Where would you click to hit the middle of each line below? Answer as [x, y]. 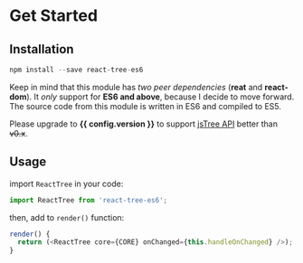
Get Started [53, 16]
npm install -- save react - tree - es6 [76, 70]
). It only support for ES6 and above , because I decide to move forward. [161, 97]
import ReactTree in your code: [66, 183]
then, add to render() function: [67, 217]
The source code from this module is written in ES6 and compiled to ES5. [146, 106]
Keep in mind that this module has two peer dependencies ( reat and [136, 87]
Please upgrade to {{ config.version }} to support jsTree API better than [144, 124]
